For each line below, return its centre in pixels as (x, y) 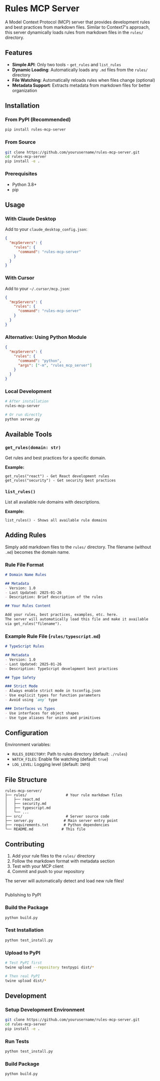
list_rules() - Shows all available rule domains (56, 520)
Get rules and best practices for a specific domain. (56, 458)
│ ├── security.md (26, 804)
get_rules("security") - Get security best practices (61, 480)
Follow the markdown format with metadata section (63, 861)
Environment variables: (28, 745)
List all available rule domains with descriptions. (53, 502)
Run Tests (17, 1041)
